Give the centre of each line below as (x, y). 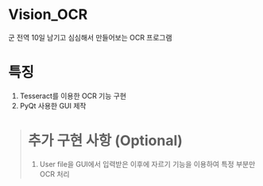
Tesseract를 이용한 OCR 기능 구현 (73, 96)
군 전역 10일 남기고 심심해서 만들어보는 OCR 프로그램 (90, 37)
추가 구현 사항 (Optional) (105, 141)
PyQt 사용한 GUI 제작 (53, 105)
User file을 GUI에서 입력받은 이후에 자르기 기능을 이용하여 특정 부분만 (147, 164)
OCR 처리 (54, 174)
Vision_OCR (48, 15)
